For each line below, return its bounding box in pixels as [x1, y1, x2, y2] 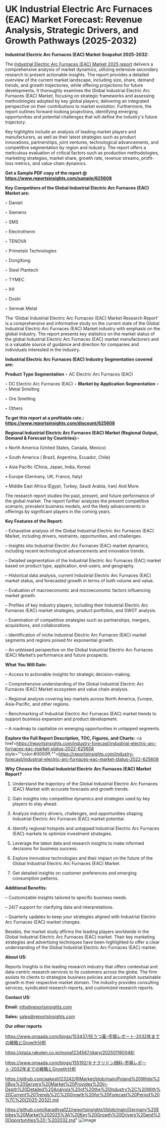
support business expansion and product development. [5, 716, 118, 722]
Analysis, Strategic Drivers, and [5, 25, 139, 36]
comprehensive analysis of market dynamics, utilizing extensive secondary [5, 66, 159, 72]
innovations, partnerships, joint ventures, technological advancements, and [5, 139, 159, 145]
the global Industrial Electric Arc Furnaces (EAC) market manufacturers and [5, 336, 159, 342]
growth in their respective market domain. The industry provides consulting [5, 979, 159, 985]
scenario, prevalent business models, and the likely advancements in [5, 503, 146, 509]
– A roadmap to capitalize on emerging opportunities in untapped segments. [5, 725, 161, 731]
